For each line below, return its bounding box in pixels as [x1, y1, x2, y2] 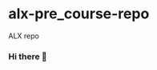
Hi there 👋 [8, 51, 48, 62]
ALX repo [8, 31, 40, 41]
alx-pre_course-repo [8, 5, 150, 23]
